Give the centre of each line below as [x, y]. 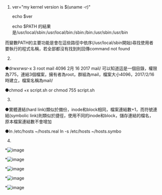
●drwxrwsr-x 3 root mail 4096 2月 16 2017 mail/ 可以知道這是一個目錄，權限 [81, 68]
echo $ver [22, 16]
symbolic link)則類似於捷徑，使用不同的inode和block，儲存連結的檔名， [82, 115]
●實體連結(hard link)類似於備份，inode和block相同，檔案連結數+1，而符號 [79, 109]
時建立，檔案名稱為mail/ [29, 80]
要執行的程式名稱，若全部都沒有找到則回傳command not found [68, 49]
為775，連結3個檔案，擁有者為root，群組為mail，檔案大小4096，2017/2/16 [80, 74]
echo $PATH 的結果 [31, 26]
